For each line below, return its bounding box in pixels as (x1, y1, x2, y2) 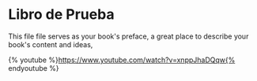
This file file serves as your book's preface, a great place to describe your (8, 31, 249, 41)
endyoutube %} (8, 63, 59, 72)
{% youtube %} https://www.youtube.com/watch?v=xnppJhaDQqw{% (8, 55, 236, 64)
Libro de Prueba (8, 6, 115, 24)
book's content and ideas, (8, 39, 93, 49)
